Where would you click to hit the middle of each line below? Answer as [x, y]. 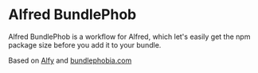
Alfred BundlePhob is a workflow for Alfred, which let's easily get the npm [129, 36]
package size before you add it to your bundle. [85, 44]
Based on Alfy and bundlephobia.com [70, 60]
